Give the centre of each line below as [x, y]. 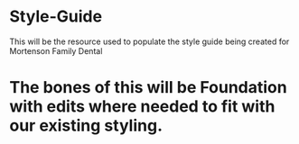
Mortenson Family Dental [56, 50]
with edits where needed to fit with [142, 107]
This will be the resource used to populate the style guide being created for [149, 41]
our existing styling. [86, 126]
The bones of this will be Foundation [148, 88]
